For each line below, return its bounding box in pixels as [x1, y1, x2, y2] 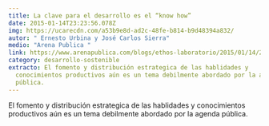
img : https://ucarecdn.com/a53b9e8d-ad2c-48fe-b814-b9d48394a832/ [8, 26, 235, 34]
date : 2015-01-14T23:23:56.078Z [8, 19, 116, 27]
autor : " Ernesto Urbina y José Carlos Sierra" [8, 33, 171, 42]
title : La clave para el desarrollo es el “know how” [8, 11, 192, 20]
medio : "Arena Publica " [8, 41, 91, 49]
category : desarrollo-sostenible [8, 57, 120, 65]
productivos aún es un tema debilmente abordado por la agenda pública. [8, 108, 248, 118]
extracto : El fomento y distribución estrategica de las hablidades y [8, 64, 249, 72]
